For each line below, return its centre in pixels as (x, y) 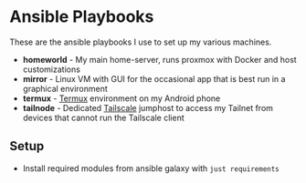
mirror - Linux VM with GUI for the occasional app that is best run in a (154, 78)
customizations (51, 69)
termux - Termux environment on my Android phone (121, 98)
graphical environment (65, 88)
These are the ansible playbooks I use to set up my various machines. (141, 42)
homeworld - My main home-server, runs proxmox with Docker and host (159, 59)
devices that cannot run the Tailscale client (103, 117)
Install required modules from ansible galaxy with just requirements (151, 168)
